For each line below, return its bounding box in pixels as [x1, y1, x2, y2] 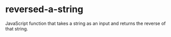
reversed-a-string [5, 4, 83, 15]
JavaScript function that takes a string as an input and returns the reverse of [5, 20, 166, 26]
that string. [5, 25, 28, 31]
